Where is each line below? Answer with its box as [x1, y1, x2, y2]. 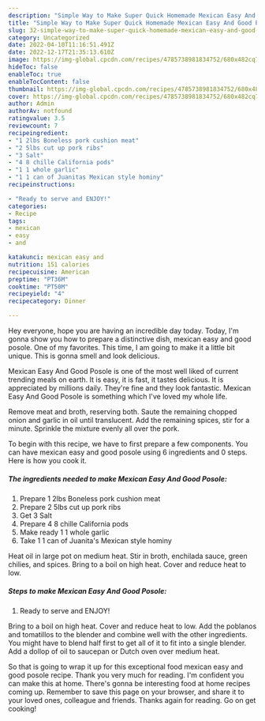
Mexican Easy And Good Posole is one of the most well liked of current [8, 367, 239, 376]
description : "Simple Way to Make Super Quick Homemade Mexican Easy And [8, 11, 256, 20]
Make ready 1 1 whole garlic [19, 527, 110, 537]
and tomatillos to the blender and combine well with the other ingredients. [8, 629, 248, 639]
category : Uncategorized [8, 33, 90, 42]
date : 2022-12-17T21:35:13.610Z [8, 48, 114, 56]
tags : [8, 217, 26, 225]
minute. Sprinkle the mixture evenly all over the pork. [8, 424, 180, 433]
